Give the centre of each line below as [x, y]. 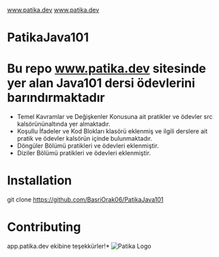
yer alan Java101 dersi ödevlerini [101, 83]
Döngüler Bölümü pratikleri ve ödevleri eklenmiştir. [88, 146]
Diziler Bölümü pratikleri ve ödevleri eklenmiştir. [84, 153]
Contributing [44, 227]
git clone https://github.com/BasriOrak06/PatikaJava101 [85, 200]
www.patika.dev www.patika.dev [53, 10]
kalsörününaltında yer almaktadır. [63, 124]
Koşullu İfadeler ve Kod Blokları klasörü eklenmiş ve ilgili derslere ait [112, 131]
